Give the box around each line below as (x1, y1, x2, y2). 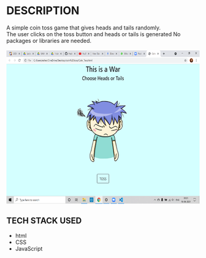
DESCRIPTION (6, 4, 80, 18)
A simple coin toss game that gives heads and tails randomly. (6, 24, 161, 31)
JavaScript (15, 245, 43, 252)
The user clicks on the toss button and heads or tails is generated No (6, 30, 181, 37)
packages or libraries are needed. (6, 37, 92, 44)
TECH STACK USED (6, 216, 82, 226)
